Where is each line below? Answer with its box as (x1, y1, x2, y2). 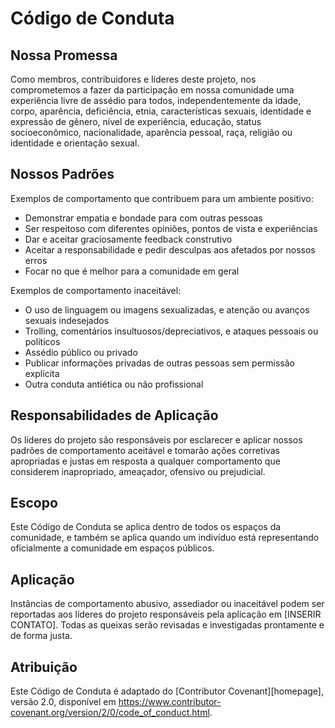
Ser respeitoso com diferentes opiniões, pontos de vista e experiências (24, 222, 318, 234)
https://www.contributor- (118, 696, 222, 708)
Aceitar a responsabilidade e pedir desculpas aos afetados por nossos (24, 243, 316, 256)
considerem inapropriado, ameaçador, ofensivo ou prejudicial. (10, 465, 266, 477)
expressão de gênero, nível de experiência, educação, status (10, 116, 262, 127)
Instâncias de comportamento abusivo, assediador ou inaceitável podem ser (10, 598, 325, 610)
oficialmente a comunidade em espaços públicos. (10, 542, 215, 554)
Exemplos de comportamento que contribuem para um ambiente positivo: (10, 192, 314, 204)
